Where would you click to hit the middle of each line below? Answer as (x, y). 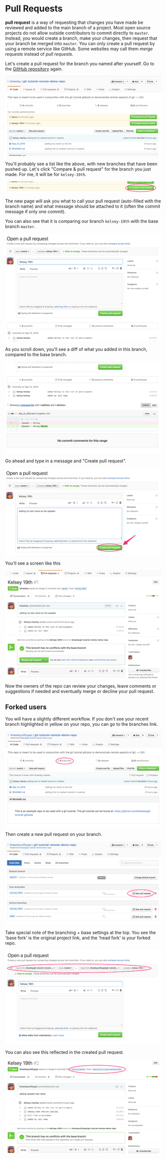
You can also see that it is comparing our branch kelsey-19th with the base (82, 221)
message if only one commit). (35, 212)
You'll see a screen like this (33, 563)
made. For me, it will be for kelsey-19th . (46, 175)
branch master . (20, 227)
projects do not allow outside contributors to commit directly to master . (77, 33)
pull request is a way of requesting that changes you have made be (74, 22)
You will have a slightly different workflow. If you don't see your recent (77, 719)
